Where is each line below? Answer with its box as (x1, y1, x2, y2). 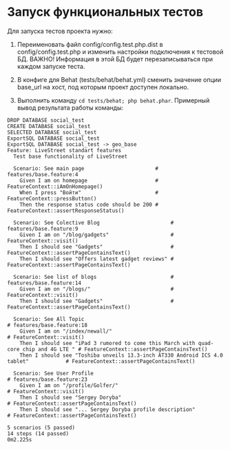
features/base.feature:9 (7, 225, 79, 232)
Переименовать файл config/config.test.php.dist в (17, 40, 163, 48)
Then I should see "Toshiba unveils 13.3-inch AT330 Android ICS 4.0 (19, 352, 224, 359)
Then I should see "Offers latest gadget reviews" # (19, 255, 174, 262)
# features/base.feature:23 (7, 376, 88, 383)
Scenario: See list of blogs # (13, 273, 174, 280)
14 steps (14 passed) (7, 430, 70, 437)
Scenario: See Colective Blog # (13, 219, 174, 226)
